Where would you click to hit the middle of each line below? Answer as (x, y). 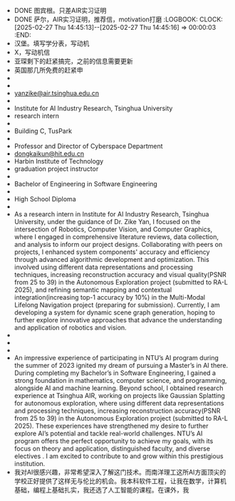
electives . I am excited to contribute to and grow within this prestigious (119, 456)
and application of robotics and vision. (70, 327)
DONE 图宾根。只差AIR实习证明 (60, 10)
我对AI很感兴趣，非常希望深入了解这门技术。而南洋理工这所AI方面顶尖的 (120, 472)
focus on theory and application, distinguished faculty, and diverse (112, 448)
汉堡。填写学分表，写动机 (52, 43)
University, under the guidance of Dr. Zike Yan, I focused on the (107, 222)
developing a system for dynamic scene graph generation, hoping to (115, 312)
